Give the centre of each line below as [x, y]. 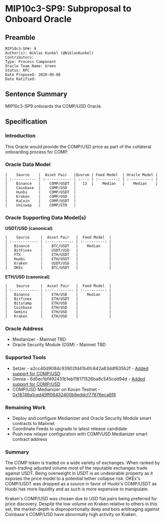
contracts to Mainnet [33, 423]
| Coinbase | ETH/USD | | [58, 308]
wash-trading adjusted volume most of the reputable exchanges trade [76, 468]
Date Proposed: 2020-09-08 [33, 75]
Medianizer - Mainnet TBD [39, 339]
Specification [26, 122]
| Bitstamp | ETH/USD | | [58, 303]
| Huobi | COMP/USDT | [41, 192]
